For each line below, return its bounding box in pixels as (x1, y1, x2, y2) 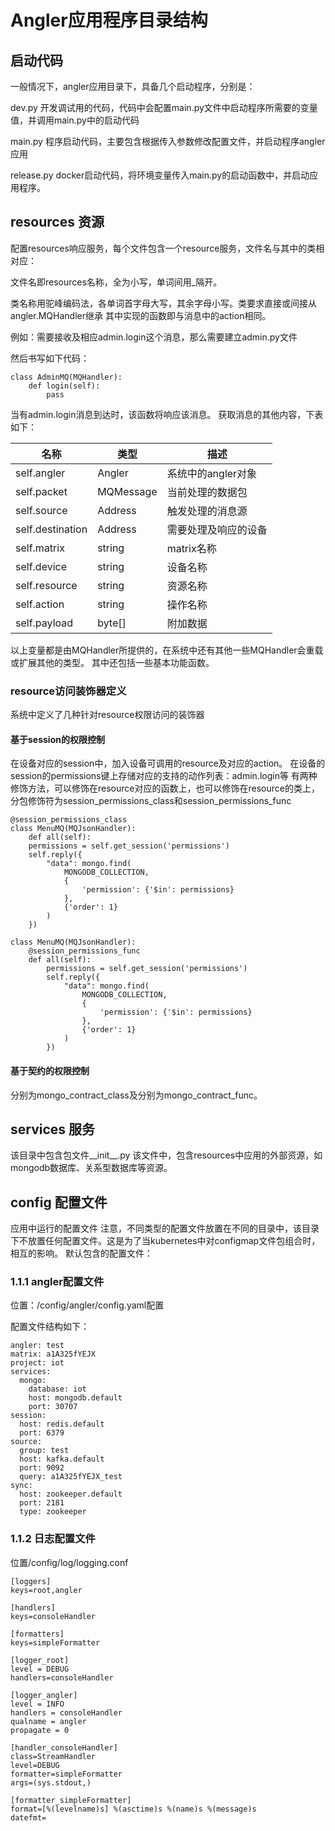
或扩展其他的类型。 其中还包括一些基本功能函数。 (10, 656, 215, 668)
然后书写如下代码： (10, 352, 90, 364)
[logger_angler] (10, 1690, 78, 1700)
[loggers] (10, 1576, 52, 1586)
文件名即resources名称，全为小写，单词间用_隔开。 (10, 276, 223, 288)
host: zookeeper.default (19, 1489, 123, 1500)
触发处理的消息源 (166, 504, 248, 518)
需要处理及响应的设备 (166, 522, 268, 536)
